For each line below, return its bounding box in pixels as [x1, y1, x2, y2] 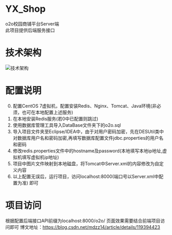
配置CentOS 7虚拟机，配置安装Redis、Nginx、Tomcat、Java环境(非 [12, 103, 157, 109]
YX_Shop [5, 3, 46, 15]
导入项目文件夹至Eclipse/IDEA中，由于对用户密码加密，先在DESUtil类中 [12, 128, 164, 134]
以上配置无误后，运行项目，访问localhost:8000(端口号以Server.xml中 [12, 173, 159, 180]
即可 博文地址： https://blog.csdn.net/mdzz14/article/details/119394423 [9, 224, 160, 230]
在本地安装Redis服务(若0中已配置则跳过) [12, 115, 99, 122]
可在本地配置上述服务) [26, 109, 73, 115]
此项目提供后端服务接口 [5, 27, 55, 33]
